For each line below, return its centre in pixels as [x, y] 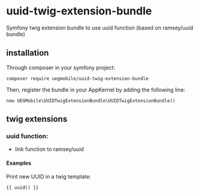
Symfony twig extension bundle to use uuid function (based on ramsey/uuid [100, 28]
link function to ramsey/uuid [49, 149]
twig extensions [37, 119]
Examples [19, 163]
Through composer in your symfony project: [61, 67]
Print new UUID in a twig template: [49, 176]
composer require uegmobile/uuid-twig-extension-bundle [77, 78]
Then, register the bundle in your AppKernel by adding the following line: [96, 90]
